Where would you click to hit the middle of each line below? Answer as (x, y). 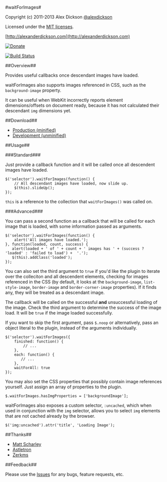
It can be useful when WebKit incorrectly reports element (64, 100)
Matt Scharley (27, 444)
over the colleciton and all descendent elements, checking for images (77, 276)
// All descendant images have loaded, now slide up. (71, 184)
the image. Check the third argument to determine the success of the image (83, 307)
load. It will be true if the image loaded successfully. (59, 313)
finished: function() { (39, 342)
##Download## (21, 120)
